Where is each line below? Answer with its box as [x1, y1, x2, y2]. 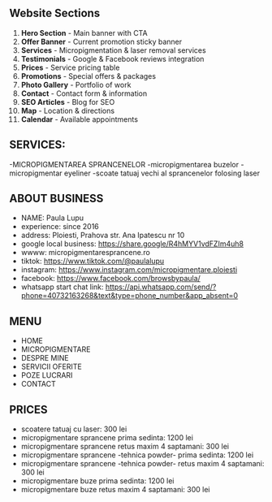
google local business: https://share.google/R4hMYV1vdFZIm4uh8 [20, 239, 244, 249]
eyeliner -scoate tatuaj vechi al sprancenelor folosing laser [64, 168, 261, 178]
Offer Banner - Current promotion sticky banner [20, 37, 183, 46]
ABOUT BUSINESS [9, 192, 104, 206]
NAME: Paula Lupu [20, 213, 84, 223]
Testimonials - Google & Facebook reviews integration [20, 54, 205, 63]
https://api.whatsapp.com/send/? [105, 282, 217, 292]
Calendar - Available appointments [20, 114, 139, 124]
